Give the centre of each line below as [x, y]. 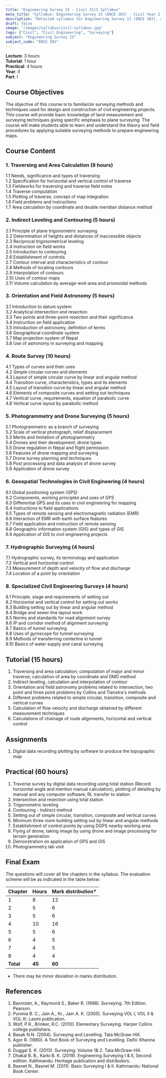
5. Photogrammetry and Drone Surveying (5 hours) [67, 416]
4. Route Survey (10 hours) [38, 356]
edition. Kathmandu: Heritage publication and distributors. [71, 1061]
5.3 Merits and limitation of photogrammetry [50, 437]
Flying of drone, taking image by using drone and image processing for [85, 831]
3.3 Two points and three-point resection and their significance [69, 317]
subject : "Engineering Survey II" [41, 37]
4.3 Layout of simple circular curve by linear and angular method [71, 377]
